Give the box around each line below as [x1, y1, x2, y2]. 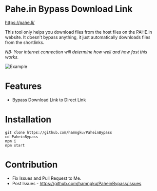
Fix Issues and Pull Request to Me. [12, 175, 81, 181]
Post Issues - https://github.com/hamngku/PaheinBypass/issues [12, 180, 141, 186]
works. [5, 54, 19, 60]
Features [5, 81, 42, 92]
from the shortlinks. [5, 39, 45, 45]
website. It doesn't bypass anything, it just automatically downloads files [5, 34, 151, 40]
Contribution [5, 159, 58, 170]
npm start [5, 143, 25, 148]
